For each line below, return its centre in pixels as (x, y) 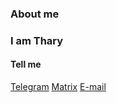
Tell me (26, 64)
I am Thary (37, 40)
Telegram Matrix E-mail (58, 87)
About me (35, 14)
